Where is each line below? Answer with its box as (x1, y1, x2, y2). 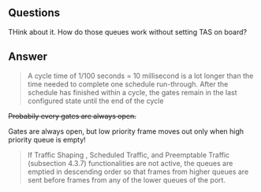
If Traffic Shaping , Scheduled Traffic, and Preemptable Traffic (27, 150, 230, 160)
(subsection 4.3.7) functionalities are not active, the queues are (27, 158, 233, 168)
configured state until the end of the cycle (27, 96, 164, 105)
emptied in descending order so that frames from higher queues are (27, 167, 249, 176)
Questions (8, 6, 61, 20)
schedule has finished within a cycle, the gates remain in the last (27, 87, 237, 97)
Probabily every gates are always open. (8, 111, 136, 120)
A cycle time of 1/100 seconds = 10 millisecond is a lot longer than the (27, 71, 254, 80)
